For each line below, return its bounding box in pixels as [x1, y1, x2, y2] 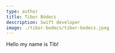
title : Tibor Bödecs [6, 14, 57, 20]
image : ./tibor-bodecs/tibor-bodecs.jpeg [6, 24, 110, 31]
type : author [6, 8, 38, 15]
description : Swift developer [6, 19, 81, 25]
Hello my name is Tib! [6, 41, 59, 48]
